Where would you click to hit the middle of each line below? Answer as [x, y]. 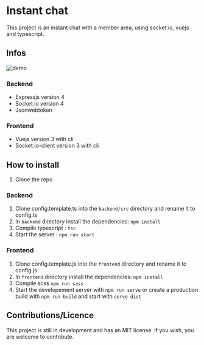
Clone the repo [34, 180]
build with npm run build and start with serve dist [78, 296]
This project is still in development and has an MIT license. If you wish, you [100, 330]
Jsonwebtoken [34, 110]
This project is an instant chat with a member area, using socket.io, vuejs [98, 27]
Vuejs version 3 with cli [44, 139]
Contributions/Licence [50, 315]
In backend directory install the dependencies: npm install [88, 222]
